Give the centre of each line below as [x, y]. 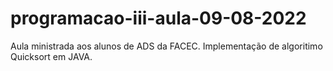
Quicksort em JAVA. [51, 56]
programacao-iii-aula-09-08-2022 [158, 18]
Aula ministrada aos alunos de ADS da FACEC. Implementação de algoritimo [166, 46]
